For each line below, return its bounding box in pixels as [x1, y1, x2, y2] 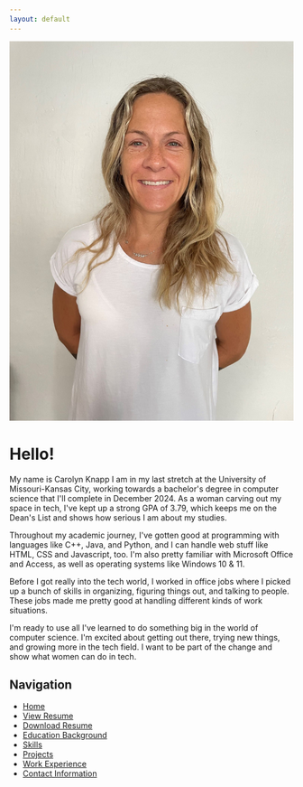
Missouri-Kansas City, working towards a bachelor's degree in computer [9, 483, 280, 494]
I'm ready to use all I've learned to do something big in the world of [9, 622, 259, 632]
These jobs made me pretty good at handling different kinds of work [9, 595, 263, 605]
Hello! [9, 444, 55, 464]
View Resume [22, 710, 74, 722]
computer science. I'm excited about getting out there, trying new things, [9, 632, 280, 642]
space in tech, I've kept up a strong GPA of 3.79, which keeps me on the [9, 502, 278, 513]
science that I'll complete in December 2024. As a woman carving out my [9, 492, 282, 503]
